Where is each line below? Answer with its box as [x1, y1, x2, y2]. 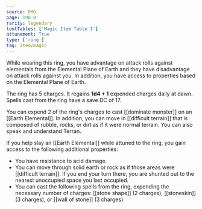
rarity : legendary [6, 20, 52, 26]
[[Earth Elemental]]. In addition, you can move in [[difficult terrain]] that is [6, 114, 188, 121]
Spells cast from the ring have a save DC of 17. [6, 96, 122, 103]
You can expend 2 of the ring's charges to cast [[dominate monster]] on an [6, 108, 192, 115]
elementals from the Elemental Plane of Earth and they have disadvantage [6, 65, 190, 72]
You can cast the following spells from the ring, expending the [14, 182, 169, 190]
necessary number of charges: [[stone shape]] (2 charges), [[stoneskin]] [14, 189, 196, 196]
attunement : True [6, 31, 50, 37]
